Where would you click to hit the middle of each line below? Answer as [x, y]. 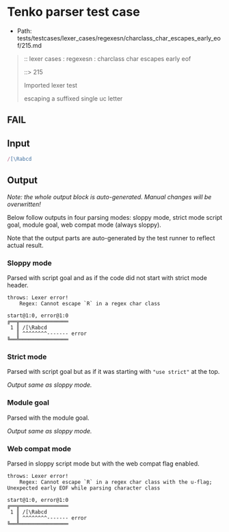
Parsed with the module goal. [49, 418]
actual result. [25, 245]
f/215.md [29, 45]
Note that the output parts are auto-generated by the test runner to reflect [111, 238]
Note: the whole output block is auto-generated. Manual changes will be [109, 197]
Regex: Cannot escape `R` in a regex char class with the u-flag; [116, 482]
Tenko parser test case [73, 12]
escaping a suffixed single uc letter [73, 98]
